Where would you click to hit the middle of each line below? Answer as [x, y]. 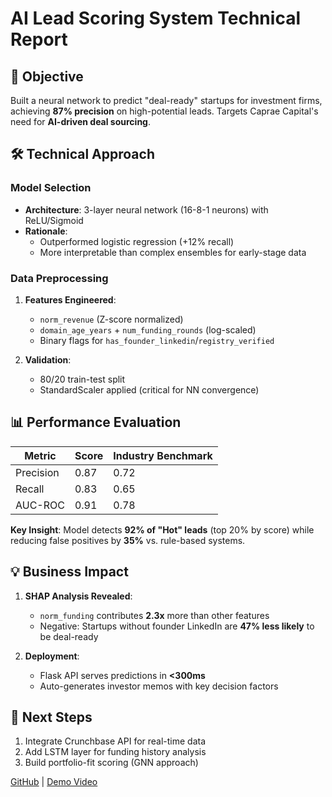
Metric [40, 455]
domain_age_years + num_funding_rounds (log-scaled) [148, 329]
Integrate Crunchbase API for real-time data [115, 741]
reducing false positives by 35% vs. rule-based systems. [128, 540]
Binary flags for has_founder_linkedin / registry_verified [157, 340]
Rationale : [46, 231]
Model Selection [51, 188]
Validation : [48, 359]
